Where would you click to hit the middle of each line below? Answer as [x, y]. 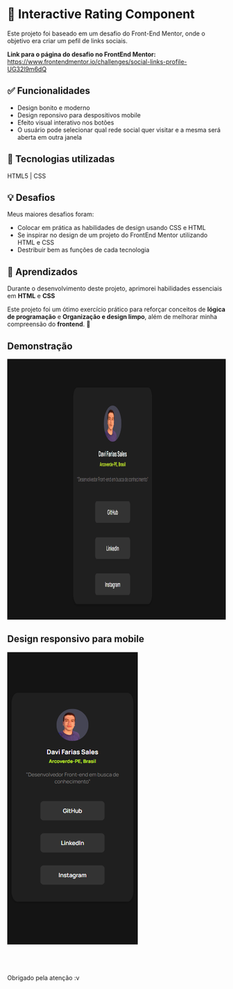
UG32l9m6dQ [27, 69]
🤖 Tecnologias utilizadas [61, 159]
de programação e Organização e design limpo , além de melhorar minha [112, 317]
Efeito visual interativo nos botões [66, 122]
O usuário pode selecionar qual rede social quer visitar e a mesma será [119, 130]
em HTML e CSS [31, 296]
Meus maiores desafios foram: [51, 214]
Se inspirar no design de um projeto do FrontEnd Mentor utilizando [112, 235]
